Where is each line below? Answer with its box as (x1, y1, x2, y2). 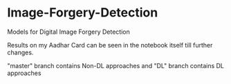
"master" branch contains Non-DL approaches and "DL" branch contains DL (7, 61, 225, 70)
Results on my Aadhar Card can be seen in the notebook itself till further (7, 41, 213, 49)
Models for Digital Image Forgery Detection (7, 28, 130, 36)
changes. (7, 48, 34, 56)
